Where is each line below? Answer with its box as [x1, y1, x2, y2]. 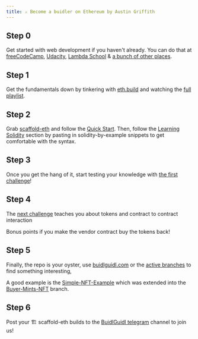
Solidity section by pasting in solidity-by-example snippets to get [6, 131, 165, 139]
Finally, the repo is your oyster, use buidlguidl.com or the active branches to [6, 261, 191, 268]
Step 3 [6, 155, 31, 165]
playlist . [6, 92, 25, 99]
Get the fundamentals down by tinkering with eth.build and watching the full [6, 86, 191, 93]
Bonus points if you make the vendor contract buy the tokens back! [6, 228, 171, 235]
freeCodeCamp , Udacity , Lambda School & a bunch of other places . [6, 53, 173, 60]
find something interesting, [6, 267, 72, 274]
